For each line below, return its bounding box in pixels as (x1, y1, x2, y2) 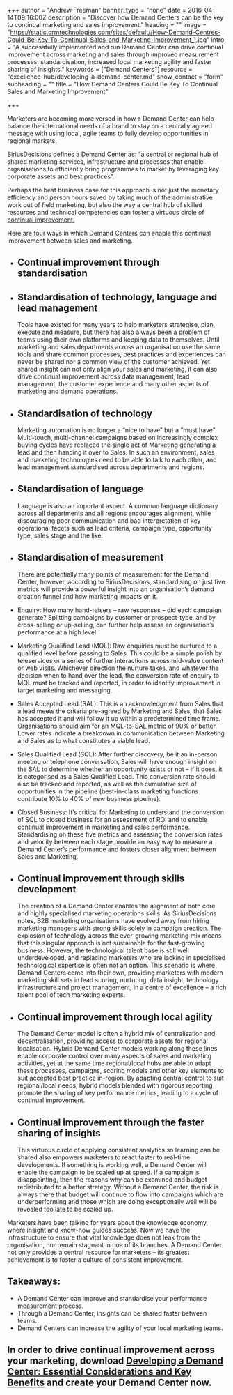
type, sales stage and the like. (17, 531, 103, 540)
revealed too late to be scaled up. (17, 1205, 113, 1214)
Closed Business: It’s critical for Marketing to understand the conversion (17, 808, 225, 816)
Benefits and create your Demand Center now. (7, 1377, 212, 1389)
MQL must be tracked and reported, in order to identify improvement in (17, 678, 221, 687)
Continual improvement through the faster (17, 1116, 205, 1128)
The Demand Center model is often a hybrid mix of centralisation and (17, 1030, 216, 1038)
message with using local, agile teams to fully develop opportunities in (7, 129, 209, 137)
